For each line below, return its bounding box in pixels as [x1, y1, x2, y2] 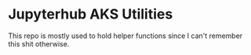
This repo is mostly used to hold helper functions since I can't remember [8, 31, 243, 40]
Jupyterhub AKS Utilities [8, 5, 173, 23]
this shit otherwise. [8, 39, 70, 48]
